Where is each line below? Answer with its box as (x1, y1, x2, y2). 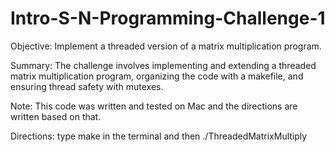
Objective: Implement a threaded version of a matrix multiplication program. (10, 40, 322, 52)
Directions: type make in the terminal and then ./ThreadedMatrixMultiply (10, 130, 308, 142)
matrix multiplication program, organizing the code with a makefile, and (10, 70, 304, 82)
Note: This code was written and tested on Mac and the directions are (10, 100, 298, 112)
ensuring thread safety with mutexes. (10, 80, 164, 92)
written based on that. (10, 110, 102, 122)
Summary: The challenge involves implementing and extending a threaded (10, 59, 317, 71)
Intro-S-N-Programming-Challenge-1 (10, 7, 326, 30)
